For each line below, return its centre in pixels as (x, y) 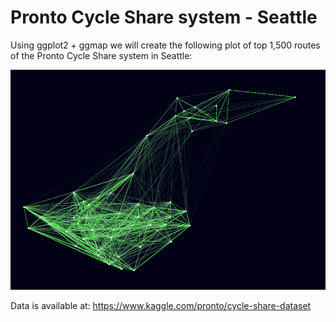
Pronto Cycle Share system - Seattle (164, 17)
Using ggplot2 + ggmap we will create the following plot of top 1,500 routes (165, 45)
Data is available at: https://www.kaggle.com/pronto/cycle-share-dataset (161, 306)
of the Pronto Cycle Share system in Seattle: (101, 55)
